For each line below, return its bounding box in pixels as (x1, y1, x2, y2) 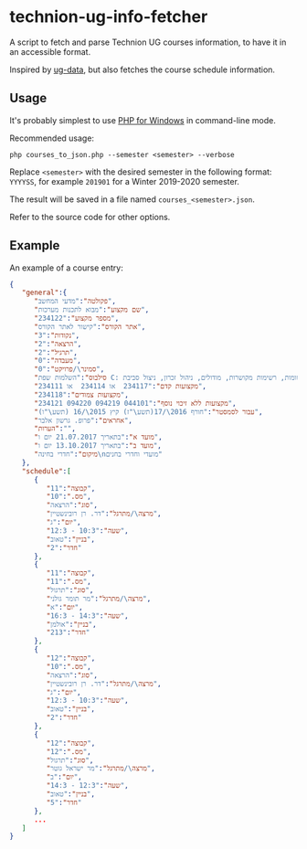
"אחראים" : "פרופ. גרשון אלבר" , (33, 416, 133, 425)
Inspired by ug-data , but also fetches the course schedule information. (9, 64, 276, 75)
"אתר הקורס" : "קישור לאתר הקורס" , (33, 322, 146, 331)
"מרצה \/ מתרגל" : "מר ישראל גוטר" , (46, 764, 155, 773)
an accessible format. (9, 46, 91, 57)
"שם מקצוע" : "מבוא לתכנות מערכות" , (33, 305, 150, 314)
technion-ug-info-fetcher (9, 6, 208, 27)
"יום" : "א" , (46, 602, 84, 611)
